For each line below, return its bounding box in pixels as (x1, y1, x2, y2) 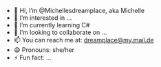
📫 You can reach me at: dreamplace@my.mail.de (13, 36, 154, 44)
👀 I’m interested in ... (13, 14, 72, 22)
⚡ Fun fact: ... (13, 53, 52, 62)
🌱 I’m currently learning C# (13, 21, 90, 29)
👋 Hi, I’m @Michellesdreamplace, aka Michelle (13, 7, 145, 14)
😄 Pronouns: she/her (13, 46, 74, 54)
